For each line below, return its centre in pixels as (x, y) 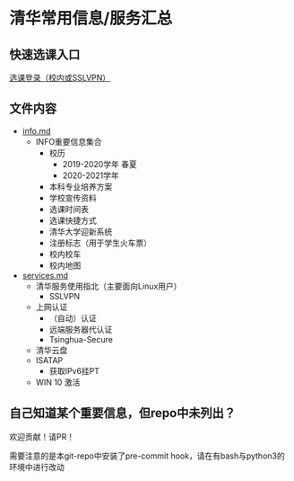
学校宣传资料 (73, 198)
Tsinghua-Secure (81, 339)
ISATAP (49, 360)
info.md (36, 130)
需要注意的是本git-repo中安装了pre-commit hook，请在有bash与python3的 (147, 456)
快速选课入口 (45, 54)
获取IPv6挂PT (74, 370)
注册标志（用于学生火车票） (100, 243)
